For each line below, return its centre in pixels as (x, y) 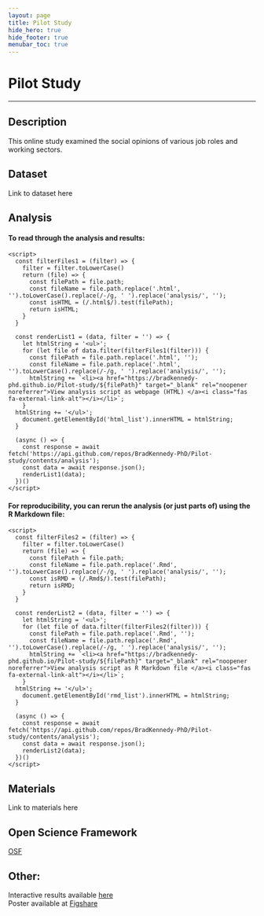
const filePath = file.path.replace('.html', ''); (114, 358)
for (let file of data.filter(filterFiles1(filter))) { (116, 351)
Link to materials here (43, 807)
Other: (24, 876)
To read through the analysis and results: (77, 237)
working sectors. (35, 149)
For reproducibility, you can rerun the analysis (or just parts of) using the (129, 506)
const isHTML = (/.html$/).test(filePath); (101, 303)
